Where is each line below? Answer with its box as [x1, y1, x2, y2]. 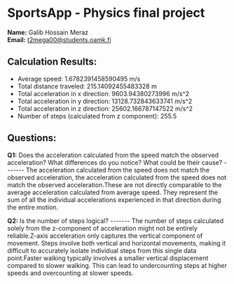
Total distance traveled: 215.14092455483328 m [17, 82, 158, 90]
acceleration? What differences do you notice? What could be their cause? [7, 158, 223, 166]
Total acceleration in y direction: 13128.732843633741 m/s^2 [17, 97, 193, 105]
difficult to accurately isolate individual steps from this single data [7, 246, 197, 255]
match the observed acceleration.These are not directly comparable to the [7, 180, 222, 189]
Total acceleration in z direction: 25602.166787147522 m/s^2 [17, 104, 193, 113]
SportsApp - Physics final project [7, 5, 205, 21]
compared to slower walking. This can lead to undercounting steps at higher [7, 261, 228, 269]
